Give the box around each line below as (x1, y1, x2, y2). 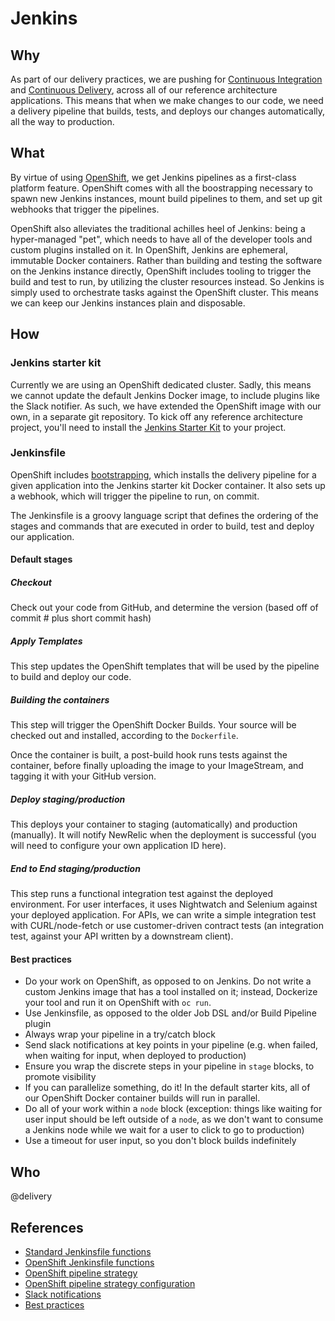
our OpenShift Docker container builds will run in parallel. (24, 1092, 261, 1104)
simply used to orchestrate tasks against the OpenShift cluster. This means (10, 286, 319, 298)
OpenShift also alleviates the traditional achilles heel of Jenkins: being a (10, 222, 306, 234)
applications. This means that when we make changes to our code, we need (10, 95, 324, 106)
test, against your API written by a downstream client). (10, 930, 234, 942)
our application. (10, 530, 75, 542)
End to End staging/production (10, 862, 141, 874)
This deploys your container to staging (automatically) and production (10, 818, 298, 831)
